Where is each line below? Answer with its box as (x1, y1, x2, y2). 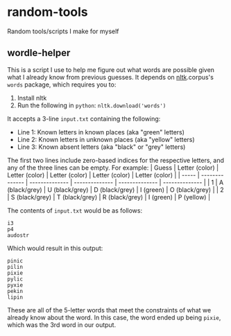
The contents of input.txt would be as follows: (7, 206, 143, 215)
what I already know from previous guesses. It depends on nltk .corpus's (7, 73, 214, 81)
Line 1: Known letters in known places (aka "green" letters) (17, 127, 185, 136)
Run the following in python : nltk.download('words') (17, 101, 166, 109)
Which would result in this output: (7, 244, 103, 252)
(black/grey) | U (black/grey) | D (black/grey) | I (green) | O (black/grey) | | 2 (7, 185, 224, 194)
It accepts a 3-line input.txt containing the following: (7, 114, 161, 123)
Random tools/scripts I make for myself (7, 27, 119, 35)
